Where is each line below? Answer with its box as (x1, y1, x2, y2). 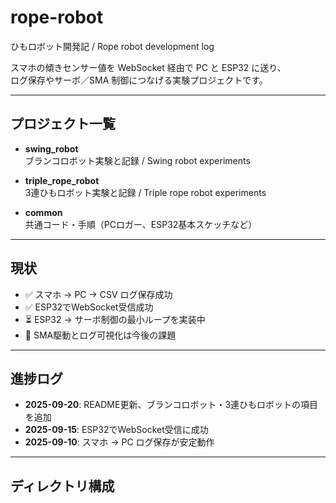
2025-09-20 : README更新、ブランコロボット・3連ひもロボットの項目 (24, 399, 319, 411)
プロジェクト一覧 (10, 116, 116, 133)
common (24, 206, 63, 218)
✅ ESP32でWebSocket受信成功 (24, 301, 154, 313)
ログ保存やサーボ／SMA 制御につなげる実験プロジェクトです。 (10, 74, 268, 86)
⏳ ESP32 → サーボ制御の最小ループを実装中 (24, 313, 206, 325)
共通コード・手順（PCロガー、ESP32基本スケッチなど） (24, 218, 258, 230)
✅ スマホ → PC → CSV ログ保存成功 (24, 288, 173, 300)
